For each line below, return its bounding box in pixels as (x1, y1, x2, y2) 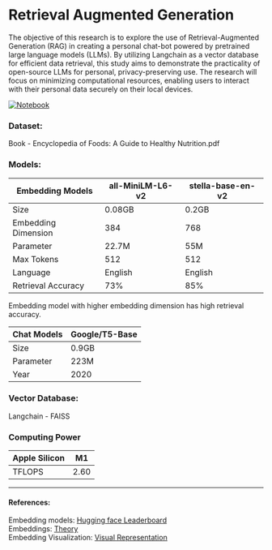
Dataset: (8, 120, 43, 131)
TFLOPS (12, 466, 45, 478)
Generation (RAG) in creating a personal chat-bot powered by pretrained (8, 41, 250, 50)
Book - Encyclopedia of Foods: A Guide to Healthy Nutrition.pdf (8, 139, 220, 148)
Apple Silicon (12, 453, 65, 464)
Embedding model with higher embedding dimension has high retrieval (8, 300, 244, 310)
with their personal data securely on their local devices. (8, 84, 193, 94)
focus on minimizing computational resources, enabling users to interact (8, 75, 249, 85)
